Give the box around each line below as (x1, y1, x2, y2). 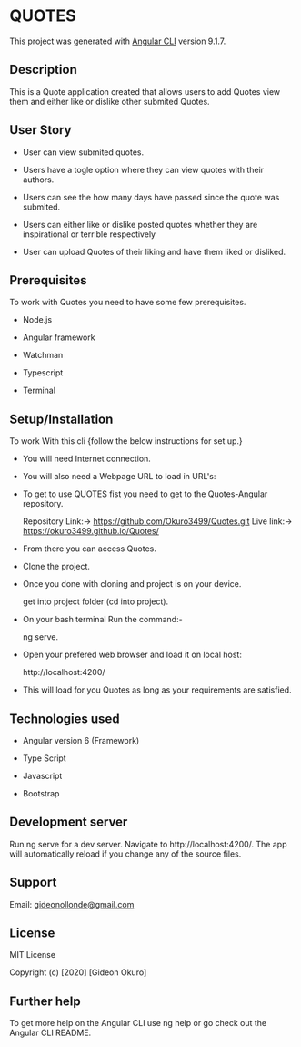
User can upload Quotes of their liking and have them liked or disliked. (22, 246, 286, 257)
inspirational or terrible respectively (22, 229, 156, 240)
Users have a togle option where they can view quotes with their (22, 164, 265, 175)
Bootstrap (22, 788, 60, 798)
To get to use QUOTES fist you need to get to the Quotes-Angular (22, 488, 268, 499)
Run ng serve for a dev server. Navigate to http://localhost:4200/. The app (9, 838, 287, 849)
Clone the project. (22, 561, 91, 572)
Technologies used (9, 711, 120, 726)
